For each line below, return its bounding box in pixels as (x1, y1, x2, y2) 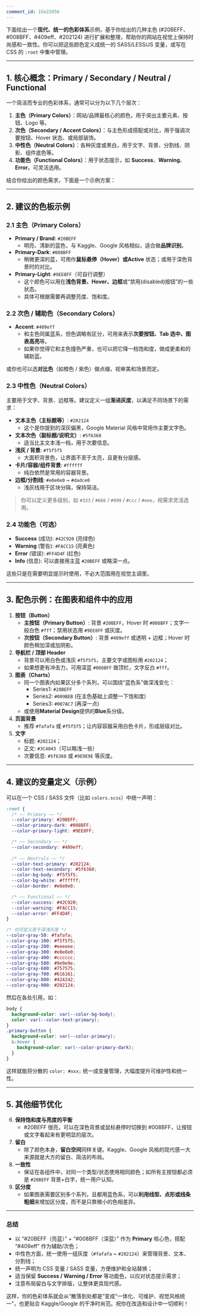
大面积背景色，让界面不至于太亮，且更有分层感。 (23, 454, 144, 461)
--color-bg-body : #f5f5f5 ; (11, 872, 79, 878)
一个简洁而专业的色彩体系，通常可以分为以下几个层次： (6, 99, 142, 106)
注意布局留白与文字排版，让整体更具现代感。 (14, 1280, 125, 1287)
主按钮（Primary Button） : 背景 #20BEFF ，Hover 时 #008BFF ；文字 (23, 619, 185, 626)
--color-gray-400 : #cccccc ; (6, 954, 76, 960)
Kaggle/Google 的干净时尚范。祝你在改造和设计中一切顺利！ (41, 1300, 189, 1307)
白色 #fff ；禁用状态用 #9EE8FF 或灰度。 (29, 626, 126, 634)
